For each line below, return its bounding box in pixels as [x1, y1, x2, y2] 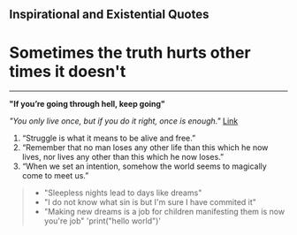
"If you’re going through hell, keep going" [9, 99, 166, 110]
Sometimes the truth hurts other [9, 42, 251, 63]
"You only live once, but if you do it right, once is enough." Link [9, 116, 239, 126]
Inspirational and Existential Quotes [9, 7, 209, 22]
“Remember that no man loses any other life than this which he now [21, 142, 269, 153]
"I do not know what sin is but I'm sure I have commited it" [43, 197, 256, 208]
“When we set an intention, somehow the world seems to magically [21, 161, 267, 171]
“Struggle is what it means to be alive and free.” [21, 133, 196, 144]
